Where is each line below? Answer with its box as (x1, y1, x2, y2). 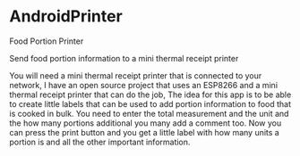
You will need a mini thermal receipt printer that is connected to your (9, 70, 262, 81)
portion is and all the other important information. (9, 136, 191, 147)
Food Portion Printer (9, 36, 84, 46)
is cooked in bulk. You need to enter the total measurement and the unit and (9, 108, 289, 119)
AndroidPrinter (9, 6, 123, 27)
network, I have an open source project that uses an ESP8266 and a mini (9, 79, 279, 90)
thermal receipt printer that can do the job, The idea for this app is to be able (9, 89, 292, 100)
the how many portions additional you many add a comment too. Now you (9, 118, 282, 128)
